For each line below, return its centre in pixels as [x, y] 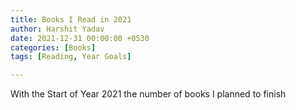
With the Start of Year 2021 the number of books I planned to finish [148, 94]
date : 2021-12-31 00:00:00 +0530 [80, 38]
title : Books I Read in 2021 [71, 19]
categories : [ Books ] [53, 47]
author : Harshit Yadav [57, 29]
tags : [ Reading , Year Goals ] [71, 57]
